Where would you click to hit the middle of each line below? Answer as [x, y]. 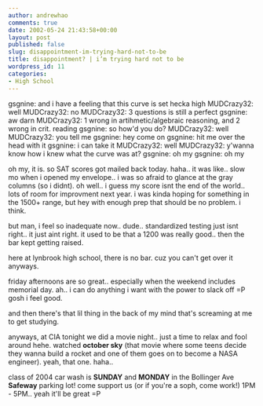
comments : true [33, 23]
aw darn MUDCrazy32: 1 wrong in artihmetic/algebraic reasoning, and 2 [124, 120]
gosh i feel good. [35, 298]
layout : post [29, 37]
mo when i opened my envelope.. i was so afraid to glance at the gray [121, 177]
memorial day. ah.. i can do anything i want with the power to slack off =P [127, 289]
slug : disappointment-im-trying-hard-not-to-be [88, 52]
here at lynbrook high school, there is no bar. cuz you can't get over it [121, 258]
